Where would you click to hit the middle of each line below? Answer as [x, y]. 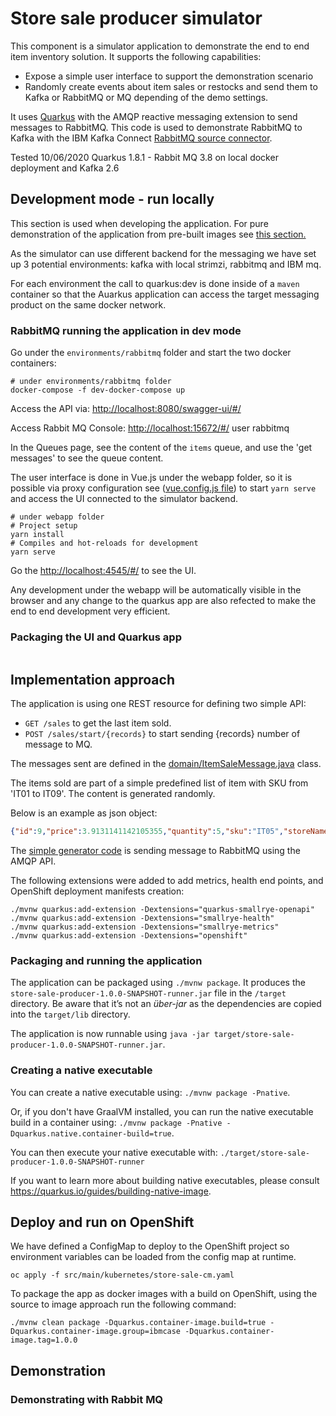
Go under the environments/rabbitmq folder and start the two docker [151, 353]
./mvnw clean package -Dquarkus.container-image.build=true [138, 1323]
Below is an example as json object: [84, 813]
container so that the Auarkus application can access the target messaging [165, 294]
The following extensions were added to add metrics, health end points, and [167, 881]
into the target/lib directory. [70, 1014]
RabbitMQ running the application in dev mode [126, 330]
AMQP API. [33, 861]
